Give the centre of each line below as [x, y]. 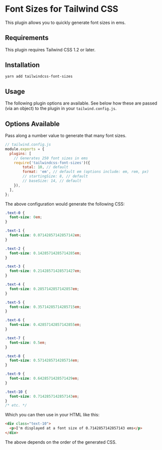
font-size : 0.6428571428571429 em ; [44, 379]
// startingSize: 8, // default [55, 176]
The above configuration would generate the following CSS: [65, 204]
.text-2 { [15, 248]
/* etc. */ [16, 406]
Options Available [32, 124]
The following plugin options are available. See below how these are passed [81, 103]
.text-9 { [15, 374]
